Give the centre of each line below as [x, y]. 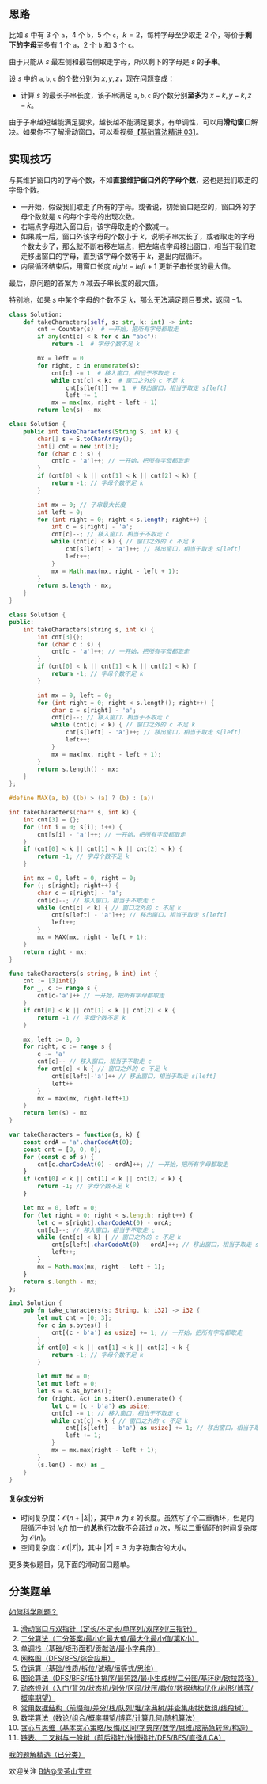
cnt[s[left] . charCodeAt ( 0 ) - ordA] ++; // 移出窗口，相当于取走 [151, 1245]
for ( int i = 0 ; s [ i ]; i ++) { [73, 827]
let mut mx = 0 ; [64, 1377]
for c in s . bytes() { [73, 1325]
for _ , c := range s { [60, 989]
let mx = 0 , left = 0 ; [60, 1208]
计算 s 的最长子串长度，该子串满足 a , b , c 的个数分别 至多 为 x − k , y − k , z [136, 95]
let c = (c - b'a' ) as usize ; [101, 1406]
